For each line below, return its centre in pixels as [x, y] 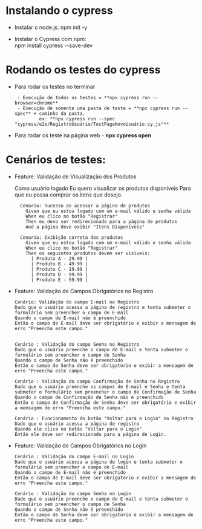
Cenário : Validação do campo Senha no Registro [77, 344]
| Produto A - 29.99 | [59, 258]
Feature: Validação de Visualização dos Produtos [75, 177]
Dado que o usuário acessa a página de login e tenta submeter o [98, 462]
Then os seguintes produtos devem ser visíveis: [88, 253]
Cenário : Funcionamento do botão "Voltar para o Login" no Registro [104, 418]
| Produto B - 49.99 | [59, 264]
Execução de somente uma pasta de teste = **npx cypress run [101, 108]
